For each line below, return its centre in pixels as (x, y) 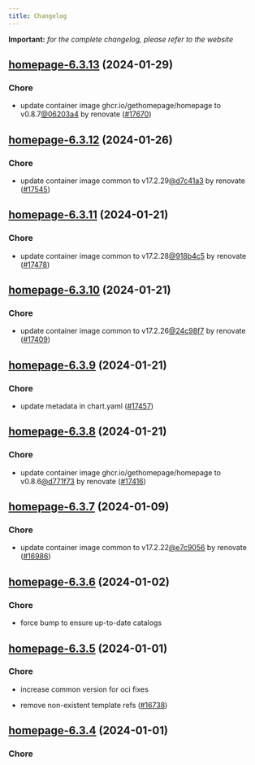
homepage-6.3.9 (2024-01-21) (88, 365)
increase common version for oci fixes (84, 689)
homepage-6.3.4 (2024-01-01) (89, 730)
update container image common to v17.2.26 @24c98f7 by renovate (133, 331)
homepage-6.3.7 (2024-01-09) (89, 507)
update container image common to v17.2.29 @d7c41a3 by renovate (133, 181)
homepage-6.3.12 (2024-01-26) (91, 140)
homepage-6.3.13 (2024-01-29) (91, 65)
